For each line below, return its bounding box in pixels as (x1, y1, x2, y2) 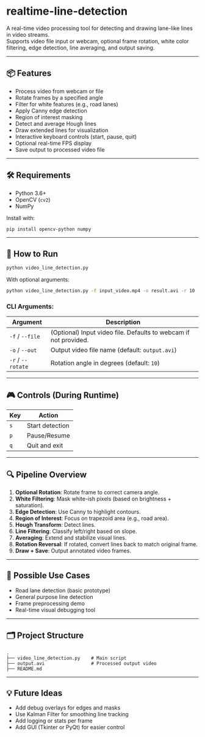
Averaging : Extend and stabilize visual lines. (15, 533, 127, 541)
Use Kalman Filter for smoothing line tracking (15, 711, 129, 718)
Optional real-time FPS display (15, 139, 92, 147)
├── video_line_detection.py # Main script (6, 655, 127, 661)
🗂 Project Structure (6, 631, 84, 641)
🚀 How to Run (6, 249, 59, 259)
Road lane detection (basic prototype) (15, 587, 111, 594)
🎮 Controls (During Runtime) (6, 390, 119, 400)
